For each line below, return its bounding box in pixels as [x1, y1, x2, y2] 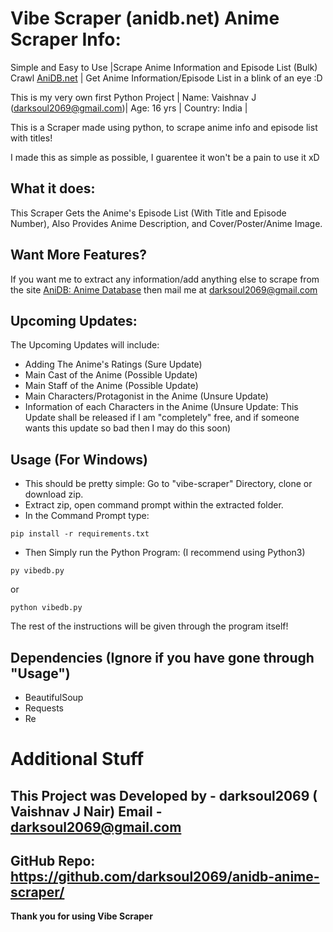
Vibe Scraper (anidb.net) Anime [10, 7, 280, 30]
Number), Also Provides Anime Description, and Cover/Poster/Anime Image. [10, 217, 323, 229]
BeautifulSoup [24, 692, 84, 703]
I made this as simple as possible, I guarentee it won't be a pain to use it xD [10, 151, 320, 163]
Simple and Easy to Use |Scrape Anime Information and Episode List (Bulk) [10, 61, 318, 73]
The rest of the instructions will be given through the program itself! [10, 620, 289, 632]
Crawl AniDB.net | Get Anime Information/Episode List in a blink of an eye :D [10, 72, 323, 84]
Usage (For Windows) [10, 451, 149, 468]
